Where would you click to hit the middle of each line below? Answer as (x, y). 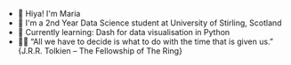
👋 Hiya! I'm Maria (49, 14)
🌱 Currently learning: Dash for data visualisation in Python (124, 32)
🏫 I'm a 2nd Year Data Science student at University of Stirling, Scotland (150, 23)
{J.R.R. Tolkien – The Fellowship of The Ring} (100, 51)
